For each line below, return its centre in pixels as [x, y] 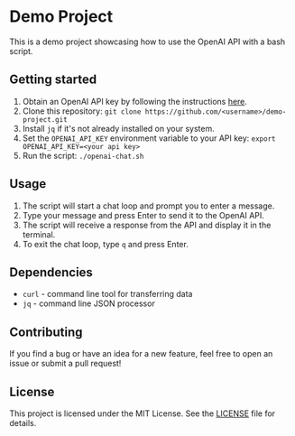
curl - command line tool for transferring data [107, 294]
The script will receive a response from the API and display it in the [147, 225]
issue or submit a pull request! [65, 364]
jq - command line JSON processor [88, 303]
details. [23, 423]
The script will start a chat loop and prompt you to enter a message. [148, 206]
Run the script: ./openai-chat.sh [83, 155]
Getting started [53, 80]
